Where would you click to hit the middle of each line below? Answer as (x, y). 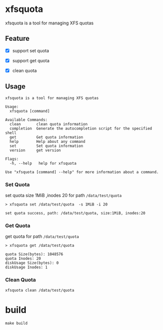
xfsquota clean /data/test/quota (40, 290)
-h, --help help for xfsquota (43, 163)
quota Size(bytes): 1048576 (34, 254)
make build (16, 323)
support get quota (31, 60)
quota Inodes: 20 (23, 259)
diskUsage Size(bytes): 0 (32, 263)
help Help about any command (47, 141)
